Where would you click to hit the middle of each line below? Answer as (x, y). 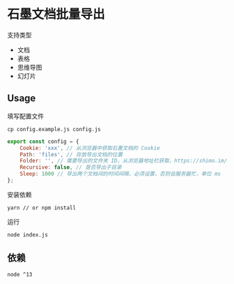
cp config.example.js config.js (54, 129)
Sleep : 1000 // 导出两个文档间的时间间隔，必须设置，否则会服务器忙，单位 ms (120, 174)
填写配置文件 (25, 116)
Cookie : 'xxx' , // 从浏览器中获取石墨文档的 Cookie (90, 148)
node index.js (28, 234)
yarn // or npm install (42, 208)
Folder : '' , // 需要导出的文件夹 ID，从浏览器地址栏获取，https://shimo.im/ (124, 161)
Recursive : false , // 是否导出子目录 (71, 167)
